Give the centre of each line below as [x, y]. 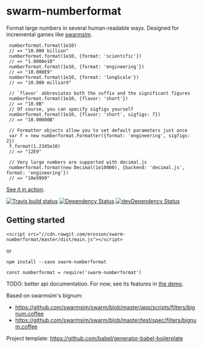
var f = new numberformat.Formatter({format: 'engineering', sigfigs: [99, 136]
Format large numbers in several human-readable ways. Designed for [93, 28]
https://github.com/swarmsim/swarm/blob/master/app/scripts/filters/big [105, 307]
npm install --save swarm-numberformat [56, 262]
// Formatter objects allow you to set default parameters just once [98, 130]
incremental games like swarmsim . [49, 34]
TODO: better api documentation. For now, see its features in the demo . [95, 284]
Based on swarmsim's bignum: [45, 295]
